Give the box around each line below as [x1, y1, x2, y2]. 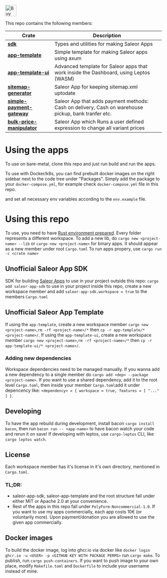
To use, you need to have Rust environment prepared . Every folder [5, 230, 142, 236]
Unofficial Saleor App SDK [5, 264, 88, 273]
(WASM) [54, 75, 75, 82]
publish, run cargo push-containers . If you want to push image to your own [5, 558, 159, 564]
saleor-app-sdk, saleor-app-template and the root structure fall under [12, 493, 155, 499]
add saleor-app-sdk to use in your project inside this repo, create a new [5, 283, 152, 289]
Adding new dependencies [5, 355, 72, 362]
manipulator [7, 124, 37, 131]
